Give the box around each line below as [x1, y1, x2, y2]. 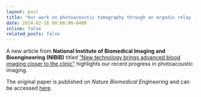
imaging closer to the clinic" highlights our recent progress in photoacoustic [6, 60, 193, 68]
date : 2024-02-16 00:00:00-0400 [6, 20, 87, 26]
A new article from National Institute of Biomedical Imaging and [6, 47, 166, 54]
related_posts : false [6, 31, 60, 37]
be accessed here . [6, 84, 52, 92]
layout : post [6, 8, 39, 15]
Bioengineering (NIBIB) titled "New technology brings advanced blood [6, 54, 181, 61]
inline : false [6, 25, 42, 32]
